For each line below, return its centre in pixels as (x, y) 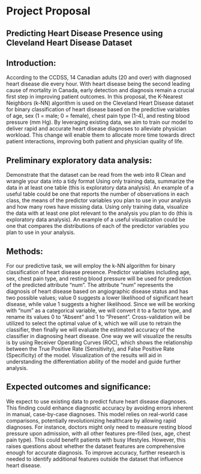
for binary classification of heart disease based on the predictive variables (98, 109)
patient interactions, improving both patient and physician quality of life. (95, 141)
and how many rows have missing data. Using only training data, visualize (97, 207)
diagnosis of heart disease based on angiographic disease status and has (97, 291)
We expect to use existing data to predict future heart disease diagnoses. (97, 401)
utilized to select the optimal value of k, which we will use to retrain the (94, 324)
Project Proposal (49, 11)
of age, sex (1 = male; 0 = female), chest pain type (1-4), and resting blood (98, 116)
